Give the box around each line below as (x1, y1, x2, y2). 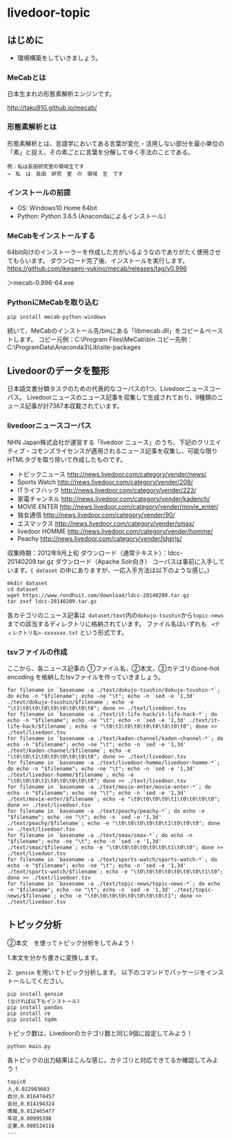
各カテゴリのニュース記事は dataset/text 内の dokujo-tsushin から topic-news (7, 611, 224, 619)
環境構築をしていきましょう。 (17, 54, 102, 62)
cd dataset (7, 586, 39, 593)
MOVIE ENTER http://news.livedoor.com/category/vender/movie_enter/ (17, 502, 219, 511)
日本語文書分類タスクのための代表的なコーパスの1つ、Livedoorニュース (7, 385, 209, 393)
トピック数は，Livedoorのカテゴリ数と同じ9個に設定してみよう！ (7, 1029, 193, 1037)
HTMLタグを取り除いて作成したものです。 (7, 455, 127, 463)
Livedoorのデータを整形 (7, 365, 110, 376)
